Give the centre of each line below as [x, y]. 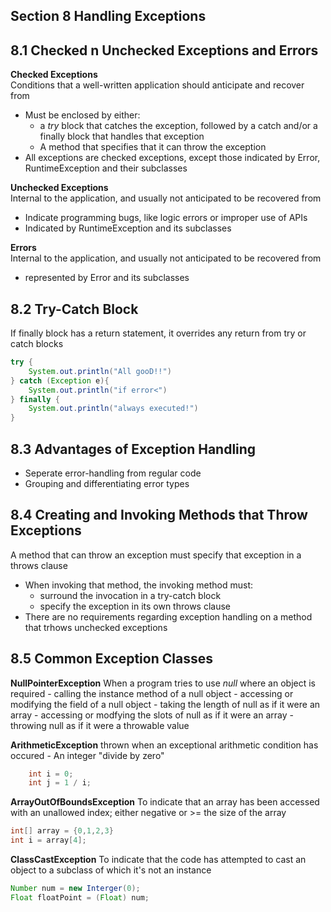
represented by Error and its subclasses [107, 278]
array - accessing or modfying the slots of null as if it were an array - [152, 715]
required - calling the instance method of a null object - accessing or [152, 693]
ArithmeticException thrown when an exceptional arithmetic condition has [164, 745]
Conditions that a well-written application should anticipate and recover [157, 85]
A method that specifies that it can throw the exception [153, 147]
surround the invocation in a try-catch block [130, 595]
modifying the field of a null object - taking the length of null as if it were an [165, 704]
